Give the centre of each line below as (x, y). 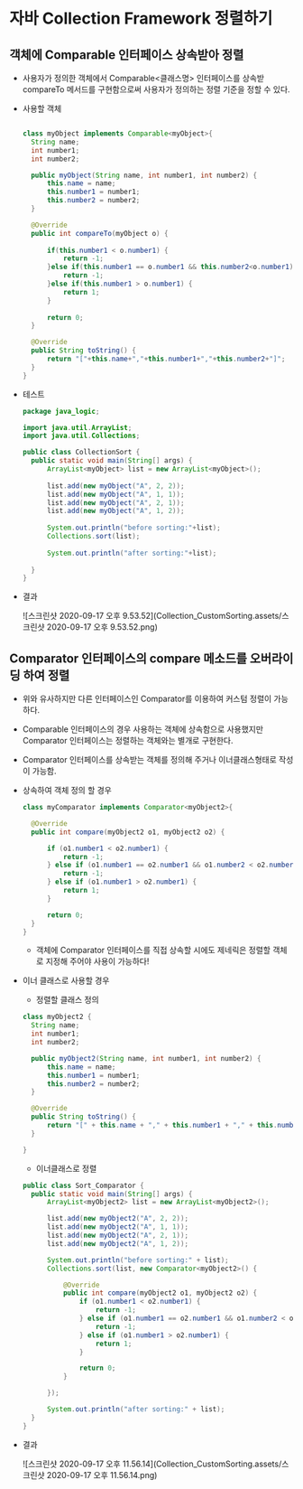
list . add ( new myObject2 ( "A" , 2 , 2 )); (118, 1219)
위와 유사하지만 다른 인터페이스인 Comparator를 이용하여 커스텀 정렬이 (147, 699)
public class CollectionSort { (81, 453)
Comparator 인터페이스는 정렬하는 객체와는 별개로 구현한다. (128, 741)
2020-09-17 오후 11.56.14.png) (102, 1475)
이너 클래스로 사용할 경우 (66, 980)
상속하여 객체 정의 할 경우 (67, 791)
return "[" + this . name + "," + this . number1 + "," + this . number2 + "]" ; (166, 359)
